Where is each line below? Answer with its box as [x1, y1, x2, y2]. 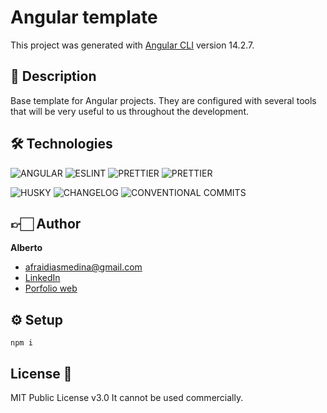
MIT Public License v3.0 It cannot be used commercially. [10, 392, 244, 403]
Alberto [10, 242, 43, 254]
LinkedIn [24, 272, 61, 284]
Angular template [10, 6, 158, 29]
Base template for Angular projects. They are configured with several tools [10, 94, 317, 106]
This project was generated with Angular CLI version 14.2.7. [10, 39, 255, 51]
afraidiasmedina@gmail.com [24, 261, 143, 273]
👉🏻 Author [10, 215, 82, 232]
